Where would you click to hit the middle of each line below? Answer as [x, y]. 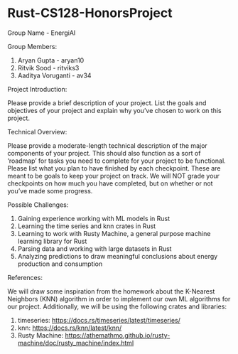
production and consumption [60, 264]
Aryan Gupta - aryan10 [51, 60]
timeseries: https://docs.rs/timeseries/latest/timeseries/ [99, 320]
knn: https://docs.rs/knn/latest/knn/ [70, 328]
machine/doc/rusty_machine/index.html [76, 343]
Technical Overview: [37, 132]
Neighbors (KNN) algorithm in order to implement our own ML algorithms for [119, 299]
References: [25, 277]
